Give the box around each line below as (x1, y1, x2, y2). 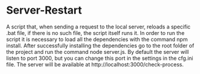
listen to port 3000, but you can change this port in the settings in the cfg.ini (6, 54, 193, 62)
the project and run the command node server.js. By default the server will (6, 48, 189, 55)
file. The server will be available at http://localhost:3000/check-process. (6, 60, 184, 68)
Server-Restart (6, 4, 82, 17)
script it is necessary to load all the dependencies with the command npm (6, 36, 188, 43)
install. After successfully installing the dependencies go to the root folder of (6, 42, 195, 49)
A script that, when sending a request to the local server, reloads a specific (6, 23, 191, 30)
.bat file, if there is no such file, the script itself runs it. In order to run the (6, 29, 185, 36)
